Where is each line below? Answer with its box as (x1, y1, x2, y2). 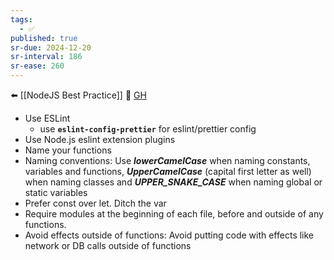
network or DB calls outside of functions (24, 240, 192, 251)
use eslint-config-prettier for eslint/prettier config (39, 123, 257, 135)
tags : (10, 14, 33, 25)
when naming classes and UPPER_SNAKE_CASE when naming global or (24, 176, 323, 188)
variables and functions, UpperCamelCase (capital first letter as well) (24, 166, 312, 177)
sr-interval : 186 (10, 52, 83, 62)
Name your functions (24, 144, 112, 156)
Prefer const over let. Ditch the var (24, 197, 167, 209)
